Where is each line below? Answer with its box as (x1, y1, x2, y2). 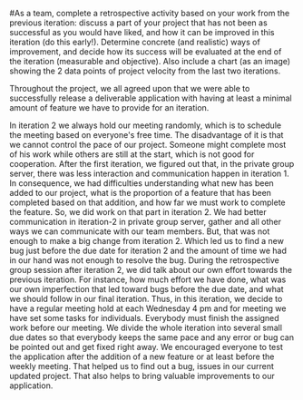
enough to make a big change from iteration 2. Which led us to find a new (9, 236, 284, 246)
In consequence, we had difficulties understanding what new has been (9, 178, 274, 189)
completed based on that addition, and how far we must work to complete (9, 197, 286, 208)
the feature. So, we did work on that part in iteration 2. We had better (9, 207, 268, 217)
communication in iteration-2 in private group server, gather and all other (9, 217, 281, 227)
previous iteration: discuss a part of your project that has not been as (9, 17, 268, 28)
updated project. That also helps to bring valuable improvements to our (9, 371, 275, 381)
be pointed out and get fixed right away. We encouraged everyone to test (9, 342, 283, 352)
